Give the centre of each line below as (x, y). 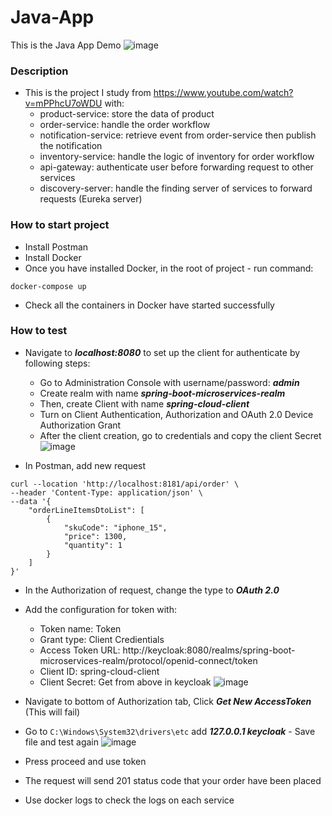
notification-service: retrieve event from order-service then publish (178, 135)
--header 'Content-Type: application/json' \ (106, 492)
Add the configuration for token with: (100, 609)
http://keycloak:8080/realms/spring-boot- (209, 650)
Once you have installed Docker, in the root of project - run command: (169, 268)
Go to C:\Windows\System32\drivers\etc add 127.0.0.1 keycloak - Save (170, 731)
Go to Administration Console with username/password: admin (169, 382)
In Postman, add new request (85, 465)
